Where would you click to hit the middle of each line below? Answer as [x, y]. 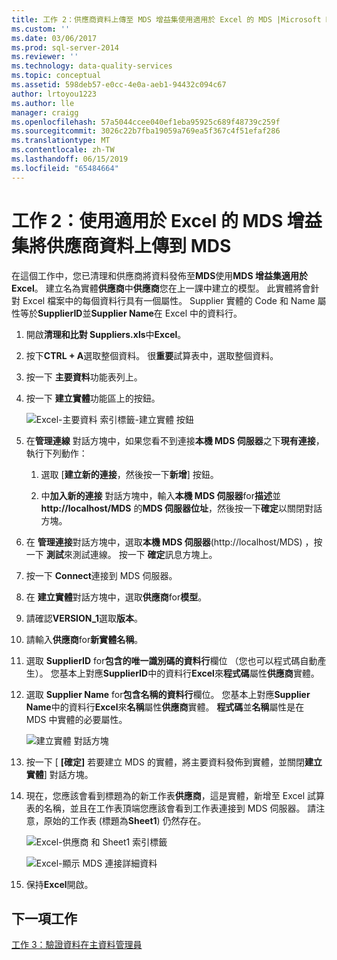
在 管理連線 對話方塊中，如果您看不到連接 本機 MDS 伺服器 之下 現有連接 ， [175, 440]
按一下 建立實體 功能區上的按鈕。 [93, 398]
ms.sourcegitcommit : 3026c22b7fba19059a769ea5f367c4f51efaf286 [146, 131]
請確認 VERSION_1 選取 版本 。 [84, 618]
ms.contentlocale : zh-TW [63, 150]
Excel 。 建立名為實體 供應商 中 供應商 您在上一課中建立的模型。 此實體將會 [161, 288]
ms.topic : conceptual [56, 76]
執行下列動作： [56, 453]
